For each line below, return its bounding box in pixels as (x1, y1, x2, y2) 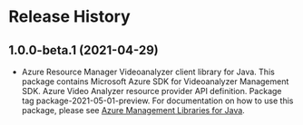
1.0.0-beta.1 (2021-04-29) (8, 43, 160, 58)
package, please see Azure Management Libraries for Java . (21, 105, 246, 115)
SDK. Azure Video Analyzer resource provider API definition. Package (21, 86, 282, 96)
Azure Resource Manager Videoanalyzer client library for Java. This (21, 66, 276, 77)
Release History (8, 6, 131, 27)
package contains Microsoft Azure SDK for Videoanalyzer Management (21, 76, 289, 87)
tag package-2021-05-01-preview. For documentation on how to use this (21, 95, 294, 106)
